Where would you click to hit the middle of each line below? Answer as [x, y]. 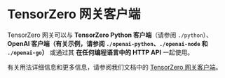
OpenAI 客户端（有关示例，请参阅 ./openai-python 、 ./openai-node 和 [108, 43]
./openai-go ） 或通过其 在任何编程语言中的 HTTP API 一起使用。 [101, 52]
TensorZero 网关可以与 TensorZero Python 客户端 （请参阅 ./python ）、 [110, 35]
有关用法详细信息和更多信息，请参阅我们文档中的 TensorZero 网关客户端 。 [115, 67]
